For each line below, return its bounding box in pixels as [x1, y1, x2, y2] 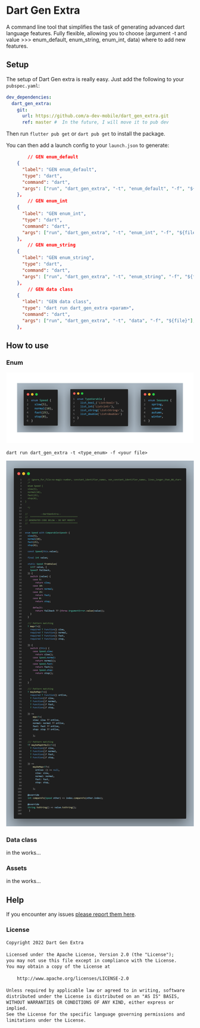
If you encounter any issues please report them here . [6, 911, 136, 918]
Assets [6, 864, 27, 872]
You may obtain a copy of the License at [6, 964, 111, 970]
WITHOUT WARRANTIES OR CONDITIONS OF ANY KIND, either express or [6, 999, 174, 1006]
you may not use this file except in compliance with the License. [6, 958, 177, 964]
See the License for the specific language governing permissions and [6, 1011, 185, 1018]
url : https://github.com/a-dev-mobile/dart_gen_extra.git [21, 113, 169, 119]
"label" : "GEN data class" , [21, 299, 92, 305]
